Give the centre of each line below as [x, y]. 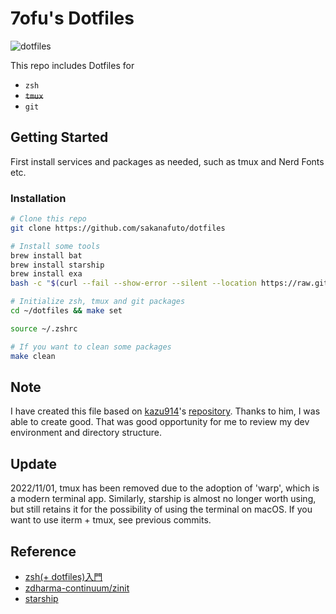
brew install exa [46, 274]
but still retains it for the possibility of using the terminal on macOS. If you [161, 509]
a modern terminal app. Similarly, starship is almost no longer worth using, [163, 499]
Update [34, 463]
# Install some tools [55, 246]
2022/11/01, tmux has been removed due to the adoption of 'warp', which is [165, 488]
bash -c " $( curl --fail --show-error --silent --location [133, 283]
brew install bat [46, 255]
